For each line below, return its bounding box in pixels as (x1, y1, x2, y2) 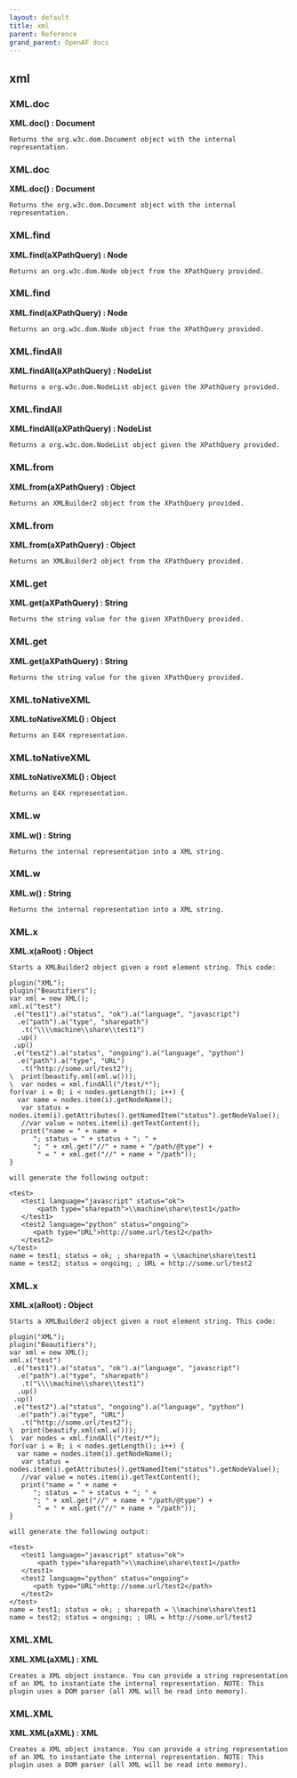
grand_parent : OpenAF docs (9, 37, 109, 47)
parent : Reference (9, 29, 77, 38)
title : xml (9, 21, 50, 30)
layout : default (9, 12, 69, 22)
